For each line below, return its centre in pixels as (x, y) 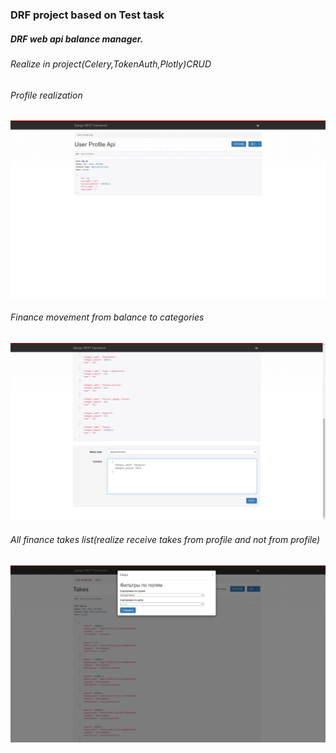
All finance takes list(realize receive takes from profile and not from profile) (165, 539)
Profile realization (46, 95)
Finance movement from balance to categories (107, 317)
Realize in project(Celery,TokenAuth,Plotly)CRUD (111, 64)
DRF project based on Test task (87, 15)
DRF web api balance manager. (77, 39)
